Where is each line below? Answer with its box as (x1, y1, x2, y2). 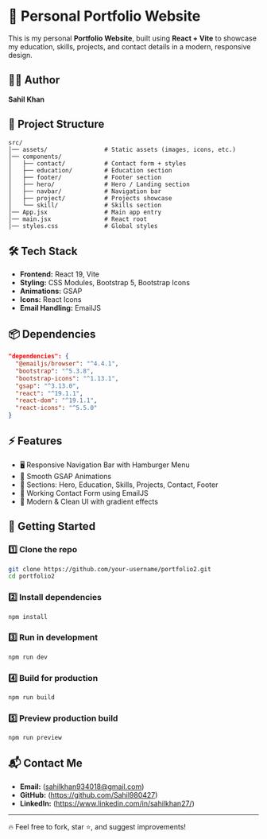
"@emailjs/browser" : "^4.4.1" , (15, 360, 119, 368)
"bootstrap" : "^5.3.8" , (15, 367, 94, 375)
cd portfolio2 (8, 572, 56, 581)
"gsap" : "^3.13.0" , (15, 381, 80, 390)
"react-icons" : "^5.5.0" (15, 404, 98, 412)
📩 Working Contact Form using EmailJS (19, 488, 149, 497)
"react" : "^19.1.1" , (15, 389, 83, 397)
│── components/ (8, 153, 62, 160)
